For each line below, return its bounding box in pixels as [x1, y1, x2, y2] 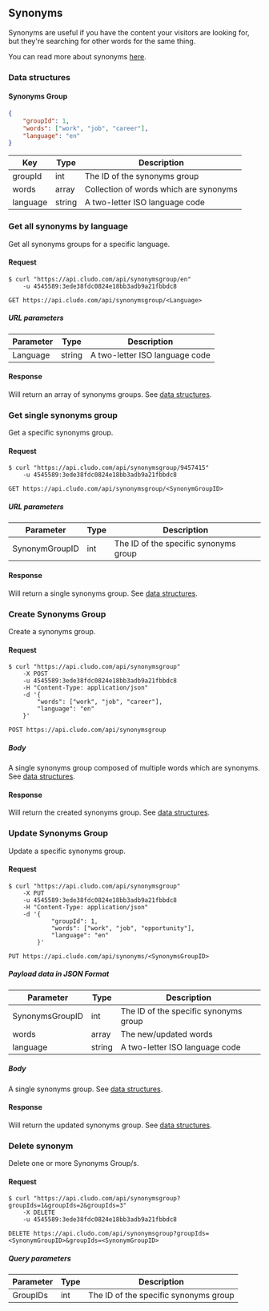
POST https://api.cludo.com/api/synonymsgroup [8, 726, 167, 734]
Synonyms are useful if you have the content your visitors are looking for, [8, 27, 250, 37]
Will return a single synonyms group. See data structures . [8, 589, 199, 598]
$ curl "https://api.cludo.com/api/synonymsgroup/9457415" [8, 464, 210, 472]
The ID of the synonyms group [84, 171, 199, 182]
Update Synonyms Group [8, 827, 109, 839]
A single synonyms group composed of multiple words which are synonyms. [8, 763, 260, 773]
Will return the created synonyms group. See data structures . [8, 807, 211, 817]
